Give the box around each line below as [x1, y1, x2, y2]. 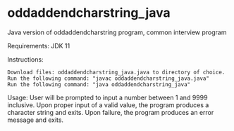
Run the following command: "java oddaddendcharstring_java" [7, 81, 191, 88]
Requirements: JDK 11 [7, 41, 70, 50]
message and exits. [7, 116, 64, 124]
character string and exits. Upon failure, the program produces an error [7, 108, 214, 116]
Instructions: [7, 55, 44, 64]
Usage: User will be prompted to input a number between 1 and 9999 [7, 93, 208, 102]
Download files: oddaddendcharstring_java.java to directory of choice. [7, 69, 226, 76]
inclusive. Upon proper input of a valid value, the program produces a [7, 100, 209, 109]
